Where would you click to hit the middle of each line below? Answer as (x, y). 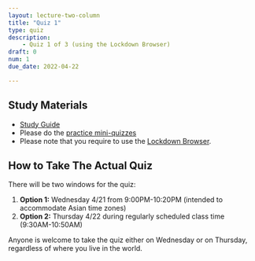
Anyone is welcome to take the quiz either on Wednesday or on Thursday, (128, 240)
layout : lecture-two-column (54, 15)
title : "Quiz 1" (35, 23)
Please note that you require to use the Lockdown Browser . (115, 141)
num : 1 (19, 60)
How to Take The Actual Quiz (81, 165)
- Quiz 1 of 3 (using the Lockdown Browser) (96, 45)
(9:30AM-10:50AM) (51, 225)
